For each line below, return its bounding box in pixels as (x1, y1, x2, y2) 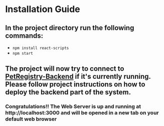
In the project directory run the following (5, 24, 134, 32)
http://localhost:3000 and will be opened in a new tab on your (5, 109, 159, 116)
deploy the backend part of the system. (5, 88, 131, 96)
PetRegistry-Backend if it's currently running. (5, 72, 151, 81)
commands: (5, 31, 44, 40)
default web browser (5, 115, 57, 122)
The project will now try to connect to (5, 64, 124, 73)
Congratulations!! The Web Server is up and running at (5, 103, 141, 110)
